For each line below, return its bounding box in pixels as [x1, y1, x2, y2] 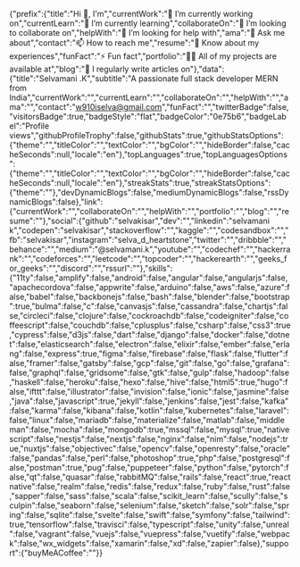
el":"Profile [9, 121, 50, 131]
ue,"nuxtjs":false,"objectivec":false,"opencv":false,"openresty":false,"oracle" [9, 443, 291, 454]
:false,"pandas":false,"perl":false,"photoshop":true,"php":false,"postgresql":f [9, 453, 290, 463]
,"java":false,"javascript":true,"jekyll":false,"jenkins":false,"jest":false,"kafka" [9, 396, 289, 406]
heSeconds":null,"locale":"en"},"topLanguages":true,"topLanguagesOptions [9, 149, 288, 160]
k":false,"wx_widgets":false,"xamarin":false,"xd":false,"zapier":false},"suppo [9, 538, 289, 548]
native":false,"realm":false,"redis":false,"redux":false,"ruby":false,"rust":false [9, 481, 290, 491]
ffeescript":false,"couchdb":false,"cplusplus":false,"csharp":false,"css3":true [9, 320, 291, 330]
